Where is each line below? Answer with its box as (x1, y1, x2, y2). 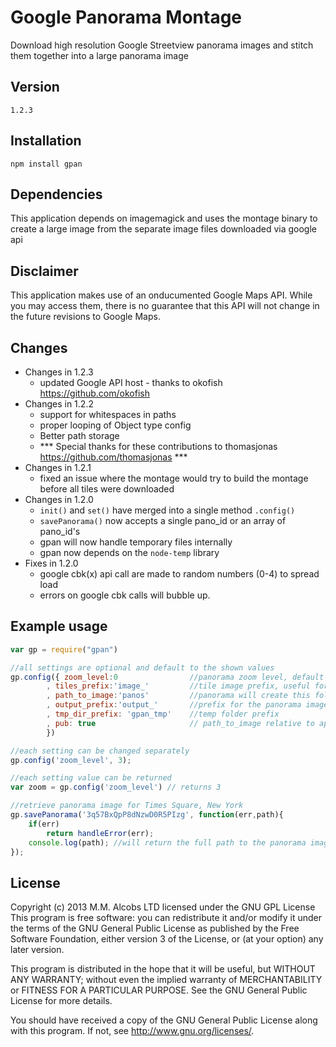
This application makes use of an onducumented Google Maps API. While (10, 289, 313, 301)
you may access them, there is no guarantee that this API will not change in (10, 300, 320, 312)
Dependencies (10, 186, 103, 203)
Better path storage (39, 430, 120, 441)
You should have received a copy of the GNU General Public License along (10, 1014, 318, 1026)
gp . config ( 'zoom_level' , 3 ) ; (10, 755, 132, 765)
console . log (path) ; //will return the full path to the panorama (28, 837, 307, 848)
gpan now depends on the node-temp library (39, 547, 220, 558)
